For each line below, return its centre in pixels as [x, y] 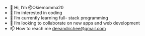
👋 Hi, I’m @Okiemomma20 [36, 8]
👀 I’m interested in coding [36, 13]
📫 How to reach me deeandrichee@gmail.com [58, 28]
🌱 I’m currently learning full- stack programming [59, 18]
